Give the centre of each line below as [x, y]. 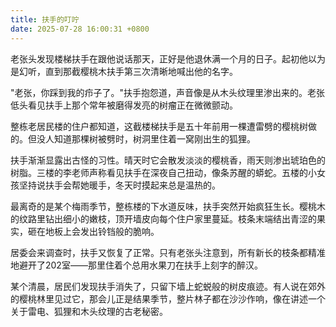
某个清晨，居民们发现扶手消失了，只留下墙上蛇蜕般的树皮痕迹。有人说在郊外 [168, 286]
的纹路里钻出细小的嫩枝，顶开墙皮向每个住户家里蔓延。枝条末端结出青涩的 [163, 218]
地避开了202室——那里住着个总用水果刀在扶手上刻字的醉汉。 [136, 265]
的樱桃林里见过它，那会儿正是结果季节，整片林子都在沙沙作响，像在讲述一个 [168, 298]
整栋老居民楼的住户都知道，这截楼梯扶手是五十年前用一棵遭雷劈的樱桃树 [159, 126]
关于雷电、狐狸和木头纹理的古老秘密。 [89, 311]
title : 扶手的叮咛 [45, 19]
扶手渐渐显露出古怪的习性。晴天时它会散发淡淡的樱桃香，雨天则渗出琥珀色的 [168, 160]
